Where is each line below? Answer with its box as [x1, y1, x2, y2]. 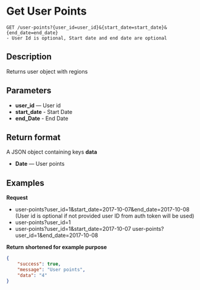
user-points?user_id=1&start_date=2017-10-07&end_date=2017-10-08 [15, 206, 190, 213]
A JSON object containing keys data [6, 148, 97, 156]
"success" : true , [17, 261, 61, 267]
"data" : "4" [17, 272, 47, 278]
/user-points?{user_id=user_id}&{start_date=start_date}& [17, 24, 167, 30]
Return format [6, 132, 61, 143]
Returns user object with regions [6, 68, 88, 75]
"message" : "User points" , [17, 266, 86, 272]
